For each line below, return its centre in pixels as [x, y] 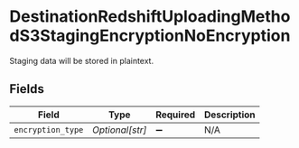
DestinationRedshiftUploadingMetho [150, 17]
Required [175, 115]
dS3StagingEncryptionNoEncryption [150, 36]
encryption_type [49, 129]
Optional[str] [119, 130]
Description [229, 115]
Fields [27, 89]
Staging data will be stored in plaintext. [82, 60]
